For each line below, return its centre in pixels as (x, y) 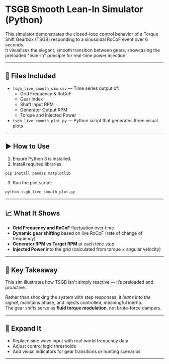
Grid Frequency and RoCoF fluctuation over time (63, 228)
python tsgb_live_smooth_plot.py (40, 192)
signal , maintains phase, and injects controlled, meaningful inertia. (74, 302)
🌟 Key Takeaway (31, 270)
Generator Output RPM (44, 110)
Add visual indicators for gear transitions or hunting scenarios (76, 351)
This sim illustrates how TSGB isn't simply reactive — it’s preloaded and (79, 282)
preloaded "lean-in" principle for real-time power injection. (66, 55)
